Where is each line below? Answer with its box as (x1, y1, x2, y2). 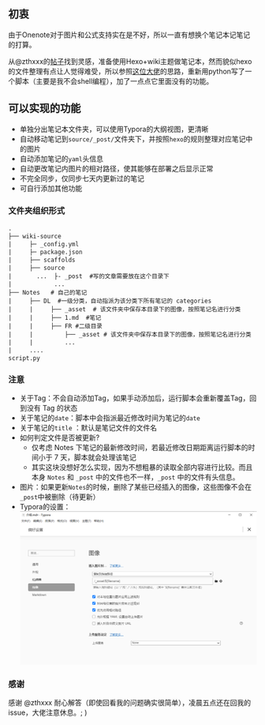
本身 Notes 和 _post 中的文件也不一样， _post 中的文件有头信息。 (31, 472, 240, 482)
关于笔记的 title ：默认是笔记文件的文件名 (19, 423, 158, 433)
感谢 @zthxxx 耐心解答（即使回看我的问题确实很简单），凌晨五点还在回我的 (8, 698, 251, 708)
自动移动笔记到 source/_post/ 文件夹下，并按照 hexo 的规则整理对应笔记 (19, 133, 246, 144)
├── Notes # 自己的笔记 (8, 288, 88, 296)
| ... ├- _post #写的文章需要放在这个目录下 (8, 272, 170, 280)
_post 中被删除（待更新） (19, 492, 100, 501)
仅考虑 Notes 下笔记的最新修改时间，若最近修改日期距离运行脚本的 (31, 443, 248, 453)
